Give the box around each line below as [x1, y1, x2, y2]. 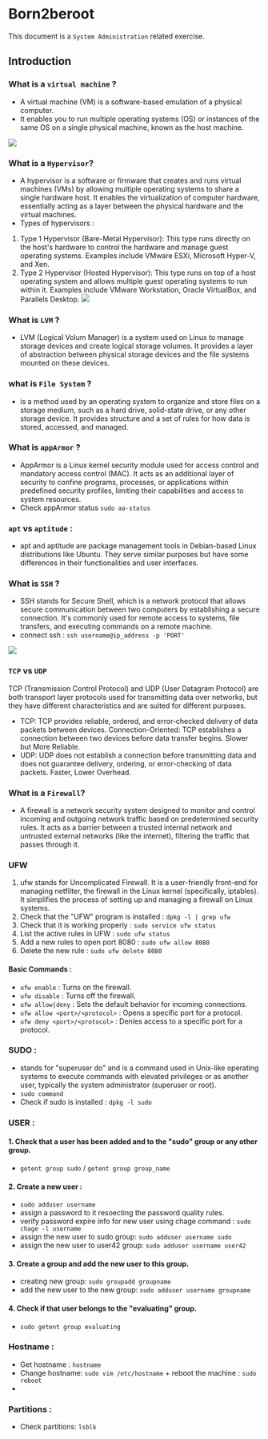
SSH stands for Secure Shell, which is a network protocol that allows [19, 596, 246, 606]
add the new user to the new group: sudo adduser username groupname [19, 1285, 251, 1295]
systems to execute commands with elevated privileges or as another [19, 1071, 250, 1081]
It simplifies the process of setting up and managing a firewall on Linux [19, 895, 254, 904]
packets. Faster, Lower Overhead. [19, 767, 132, 777]
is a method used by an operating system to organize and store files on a [19, 396, 261, 406]
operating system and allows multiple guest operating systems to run [19, 276, 248, 285]
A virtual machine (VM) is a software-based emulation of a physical [19, 97, 242, 107]
